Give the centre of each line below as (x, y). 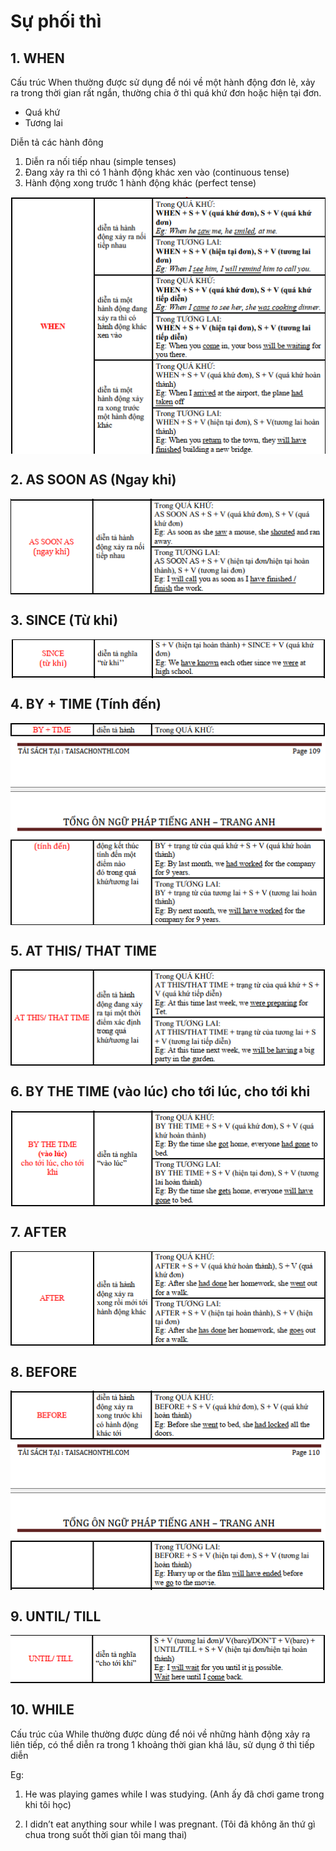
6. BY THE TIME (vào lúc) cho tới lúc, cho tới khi (160, 1091)
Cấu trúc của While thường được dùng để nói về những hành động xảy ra (160, 1734)
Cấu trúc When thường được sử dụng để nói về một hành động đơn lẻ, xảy (163, 82)
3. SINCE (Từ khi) (64, 620)
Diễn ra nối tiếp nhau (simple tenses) (100, 161)
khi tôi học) (48, 1804)
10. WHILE (42, 1710)
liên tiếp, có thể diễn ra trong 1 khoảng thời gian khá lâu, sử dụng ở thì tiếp (162, 1744)
